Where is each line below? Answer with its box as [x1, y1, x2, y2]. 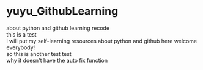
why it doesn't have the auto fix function [6, 57, 108, 64]
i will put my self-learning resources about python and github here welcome [6, 37, 197, 44]
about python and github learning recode [6, 24, 110, 32]
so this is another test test [6, 50, 72, 57]
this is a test [6, 30, 37, 38]
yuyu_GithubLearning [6, 4, 119, 18]
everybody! [6, 44, 35, 51]
